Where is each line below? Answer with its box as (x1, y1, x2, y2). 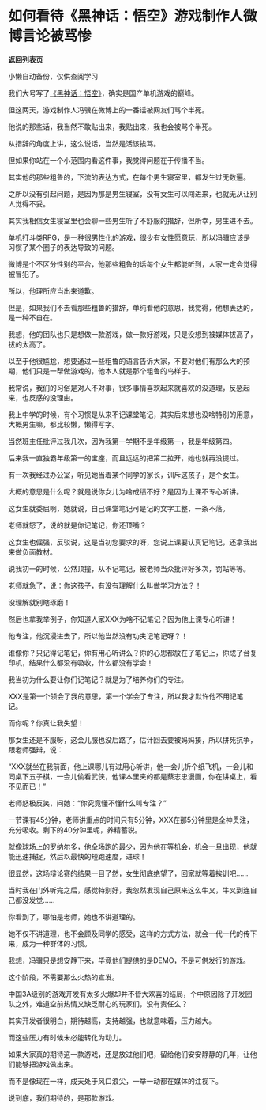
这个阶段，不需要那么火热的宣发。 (8, 972, 119, 982)
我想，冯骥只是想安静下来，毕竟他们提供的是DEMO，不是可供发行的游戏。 (8, 955, 250, 965)
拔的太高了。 (8, 339, 50, 349)
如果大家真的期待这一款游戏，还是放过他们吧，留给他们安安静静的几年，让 (8, 1049, 250, 1059)
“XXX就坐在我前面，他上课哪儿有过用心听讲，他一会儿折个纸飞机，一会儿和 (8, 761, 254, 771)
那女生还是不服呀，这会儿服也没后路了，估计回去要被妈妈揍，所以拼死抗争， (8, 735, 257, 744)
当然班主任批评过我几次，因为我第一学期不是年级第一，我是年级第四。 (8, 436, 237, 445)
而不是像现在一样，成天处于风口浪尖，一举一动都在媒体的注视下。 (8, 1076, 223, 1085)
